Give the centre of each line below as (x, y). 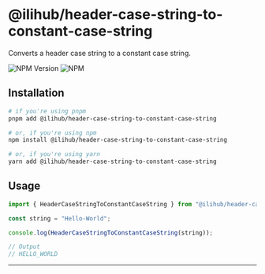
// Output (24, 247)
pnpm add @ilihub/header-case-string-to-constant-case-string (112, 118)
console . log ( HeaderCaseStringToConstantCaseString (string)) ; (111, 233)
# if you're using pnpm (47, 111)
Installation (36, 93)
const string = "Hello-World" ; (60, 218)
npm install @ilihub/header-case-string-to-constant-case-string (118, 140)
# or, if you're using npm (52, 133)
